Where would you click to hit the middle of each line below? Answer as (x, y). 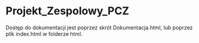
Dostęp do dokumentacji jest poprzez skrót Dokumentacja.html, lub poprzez (99, 27)
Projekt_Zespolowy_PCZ (68, 11)
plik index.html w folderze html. (44, 33)
